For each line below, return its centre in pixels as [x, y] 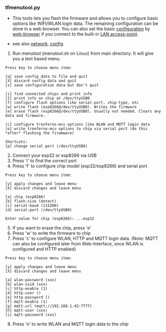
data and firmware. [25, 116]
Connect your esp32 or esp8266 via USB [54, 155]
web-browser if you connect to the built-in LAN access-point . [75, 34]
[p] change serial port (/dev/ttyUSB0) [46, 146]
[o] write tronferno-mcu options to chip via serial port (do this [77, 129]
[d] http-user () [23, 293]
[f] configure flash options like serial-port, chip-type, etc [72, 103]
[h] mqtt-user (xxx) [27, 311]
